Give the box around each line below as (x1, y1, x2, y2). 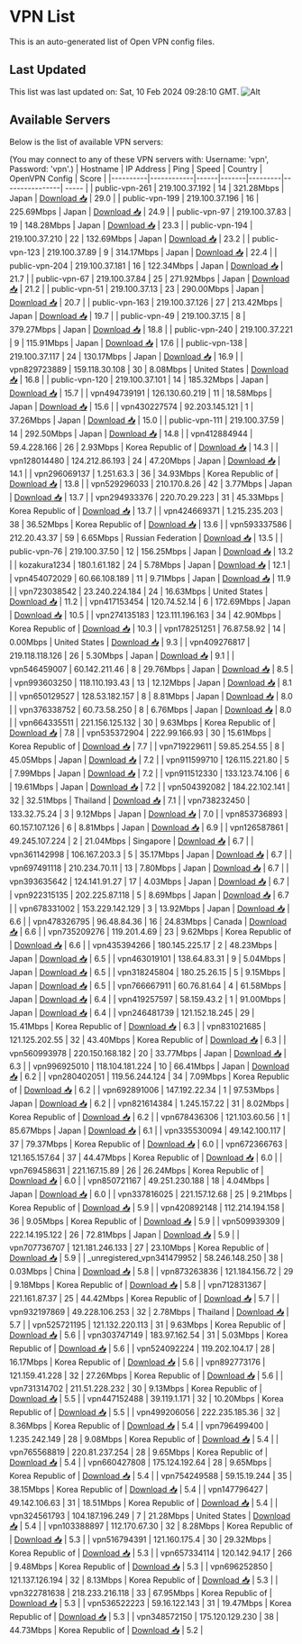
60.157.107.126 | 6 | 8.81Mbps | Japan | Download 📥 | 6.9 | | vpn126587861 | (9, 822, 288, 833)
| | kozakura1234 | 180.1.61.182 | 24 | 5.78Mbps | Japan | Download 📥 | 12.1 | (9, 559, 291, 570)
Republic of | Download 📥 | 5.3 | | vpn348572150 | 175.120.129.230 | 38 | (9, 1611, 279, 1621)
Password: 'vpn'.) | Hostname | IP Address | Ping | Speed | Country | (9, 163, 263, 174)
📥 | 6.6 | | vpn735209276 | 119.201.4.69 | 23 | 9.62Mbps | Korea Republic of (9, 926, 292, 936)
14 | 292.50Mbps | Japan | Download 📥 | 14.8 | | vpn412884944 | (9, 428, 253, 439)
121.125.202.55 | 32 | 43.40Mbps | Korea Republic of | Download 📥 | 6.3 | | (9, 1034, 287, 1045)
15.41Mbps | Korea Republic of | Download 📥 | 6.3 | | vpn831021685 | (9, 1020, 267, 1031)
